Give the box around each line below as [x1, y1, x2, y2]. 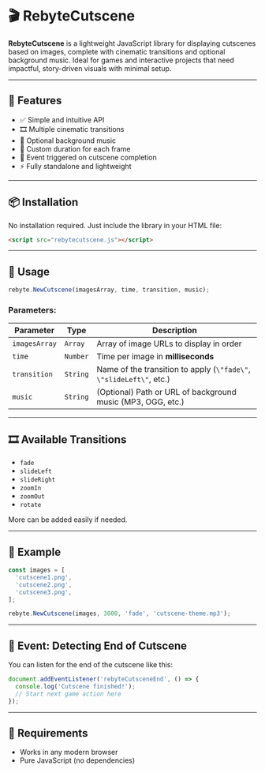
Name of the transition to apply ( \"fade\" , [96, 364, 251, 375]
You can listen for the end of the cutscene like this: [8, 660, 174, 670]
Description [152, 325, 197, 336]
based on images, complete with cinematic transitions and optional [8, 47, 226, 56]
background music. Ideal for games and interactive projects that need [8, 55, 235, 65]
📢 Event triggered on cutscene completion [19, 152, 157, 162]
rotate [19, 501, 42, 509]
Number [64, 352, 89, 361]
